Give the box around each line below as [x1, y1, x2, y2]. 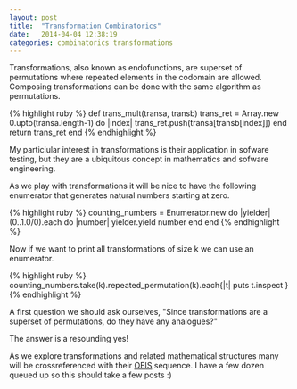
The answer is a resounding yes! [9, 334, 129, 344]
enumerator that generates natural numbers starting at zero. [9, 190, 230, 201]
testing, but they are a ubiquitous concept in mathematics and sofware [9, 153, 269, 165]
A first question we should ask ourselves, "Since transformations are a [9, 307, 268, 318]
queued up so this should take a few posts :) [9, 369, 172, 380]
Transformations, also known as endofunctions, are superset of [9, 62, 243, 73]
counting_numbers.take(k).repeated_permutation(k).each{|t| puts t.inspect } [9, 280, 289, 291]
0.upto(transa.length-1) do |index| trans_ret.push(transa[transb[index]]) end [9, 118, 287, 128]
